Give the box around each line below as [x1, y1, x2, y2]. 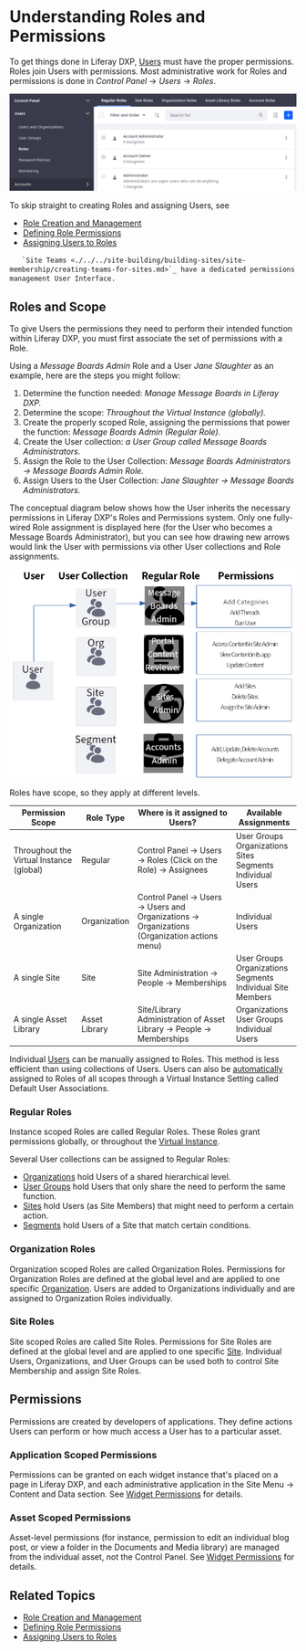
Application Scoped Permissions [9, 1448, 158, 1461]
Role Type [86, 812, 126, 823]
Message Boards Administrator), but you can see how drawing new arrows [9, 531, 291, 542]
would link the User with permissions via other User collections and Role [9, 542, 280, 552]
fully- [272, 512, 293, 523]
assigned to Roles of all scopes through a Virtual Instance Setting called [9, 1073, 280, 1084]
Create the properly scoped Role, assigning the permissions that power [22, 417, 291, 428]
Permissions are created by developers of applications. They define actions [9, 1415, 293, 1426]
